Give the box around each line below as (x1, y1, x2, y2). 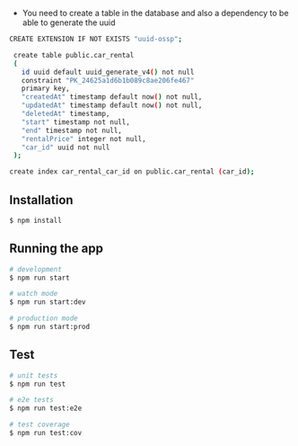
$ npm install (9, 216, 63, 225)
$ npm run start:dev (9, 298, 87, 307)
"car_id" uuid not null (21, 143, 110, 152)
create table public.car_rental (13, 50, 135, 59)
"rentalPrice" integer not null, (21, 134, 146, 143)
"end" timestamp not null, (21, 126, 123, 135)
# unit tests (9, 370, 58, 380)
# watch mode (9, 290, 58, 299)
